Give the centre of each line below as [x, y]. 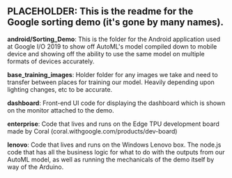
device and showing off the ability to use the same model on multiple [106, 54]
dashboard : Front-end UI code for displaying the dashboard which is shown [116, 103]
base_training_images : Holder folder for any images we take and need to [113, 74]
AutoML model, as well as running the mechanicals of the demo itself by [111, 159]
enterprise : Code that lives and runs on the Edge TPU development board [113, 124]
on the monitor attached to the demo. [61, 110]
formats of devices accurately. [51, 61]
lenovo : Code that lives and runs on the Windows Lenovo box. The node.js [114, 145]
